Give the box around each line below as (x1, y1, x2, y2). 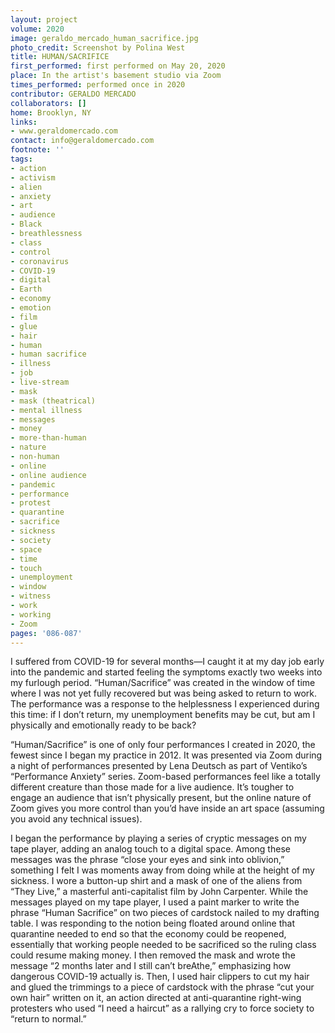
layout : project (10, 14, 78, 25)
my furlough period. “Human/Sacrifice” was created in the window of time (10, 677, 316, 689)
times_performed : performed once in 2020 (10, 80, 186, 90)
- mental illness (10, 405, 83, 415)
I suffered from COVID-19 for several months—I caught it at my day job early (10, 656, 325, 668)
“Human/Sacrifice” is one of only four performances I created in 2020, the (10, 739, 316, 751)
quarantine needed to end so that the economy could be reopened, (10, 928, 287, 940)
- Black (10, 219, 43, 230)
